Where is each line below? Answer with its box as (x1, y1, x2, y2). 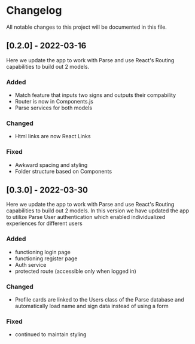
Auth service (14, 261, 47, 268)
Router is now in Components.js (14, 98, 94, 105)
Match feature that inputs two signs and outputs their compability (14, 92, 176, 99)
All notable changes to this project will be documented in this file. (6, 23, 167, 31)
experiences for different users (6, 220, 83, 227)
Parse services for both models (14, 104, 93, 111)
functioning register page (14, 255, 78, 262)
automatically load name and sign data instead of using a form (14, 303, 169, 310)
